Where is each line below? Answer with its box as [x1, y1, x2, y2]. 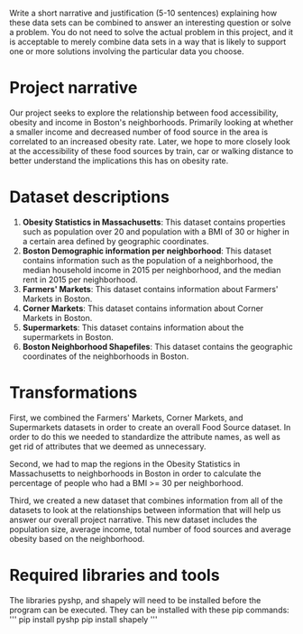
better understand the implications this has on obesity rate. [9, 155, 229, 166]
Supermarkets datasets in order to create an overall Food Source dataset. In [9, 421, 291, 432]
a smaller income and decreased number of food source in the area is [9, 126, 269, 137]
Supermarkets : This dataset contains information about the [22, 322, 244, 333]
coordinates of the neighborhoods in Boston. [22, 351, 189, 362]
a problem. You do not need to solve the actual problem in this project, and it [9, 27, 294, 37]
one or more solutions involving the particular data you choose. [9, 46, 245, 57]
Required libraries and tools [9, 565, 220, 585]
